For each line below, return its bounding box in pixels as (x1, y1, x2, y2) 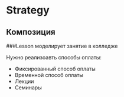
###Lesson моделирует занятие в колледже (6, 42, 118, 49)
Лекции (14, 78, 34, 85)
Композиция (6, 27, 56, 37)
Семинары (14, 84, 43, 91)
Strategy (6, 4, 50, 17)
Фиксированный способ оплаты (14, 65, 96, 72)
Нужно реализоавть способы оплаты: (6, 54, 102, 61)
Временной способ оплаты (14, 72, 84, 78)
